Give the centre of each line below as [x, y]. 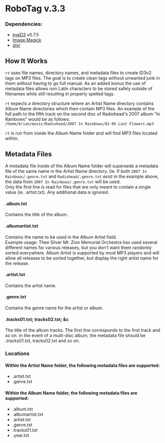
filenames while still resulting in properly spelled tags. [60, 94]
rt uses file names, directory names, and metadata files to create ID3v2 [78, 73]
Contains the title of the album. [37, 215]
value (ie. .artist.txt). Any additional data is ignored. [57, 192]
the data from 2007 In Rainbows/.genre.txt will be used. [63, 182]
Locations [17, 353]
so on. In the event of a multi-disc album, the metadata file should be [76, 336]
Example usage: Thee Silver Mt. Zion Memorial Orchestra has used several [81, 242]
